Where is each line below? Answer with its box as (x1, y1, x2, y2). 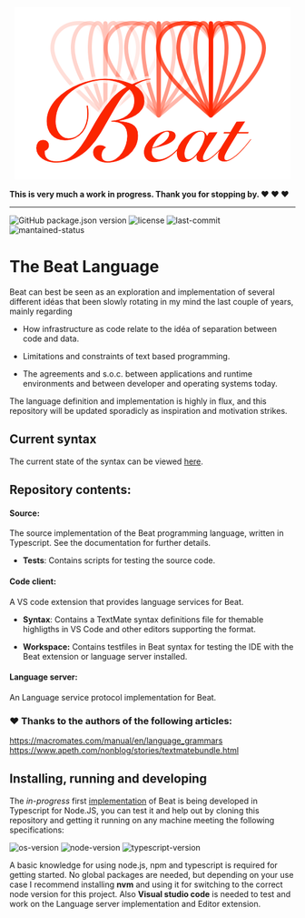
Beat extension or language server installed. (22, 651, 188, 661)
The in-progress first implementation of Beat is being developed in (9, 795, 259, 806)
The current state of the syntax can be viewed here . (9, 456, 204, 467)
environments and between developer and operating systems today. (22, 378, 279, 388)
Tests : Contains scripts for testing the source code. (22, 555, 216, 566)
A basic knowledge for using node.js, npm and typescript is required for (9, 859, 279, 871)
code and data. (22, 333, 80, 344)
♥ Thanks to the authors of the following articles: (9, 714, 233, 727)
